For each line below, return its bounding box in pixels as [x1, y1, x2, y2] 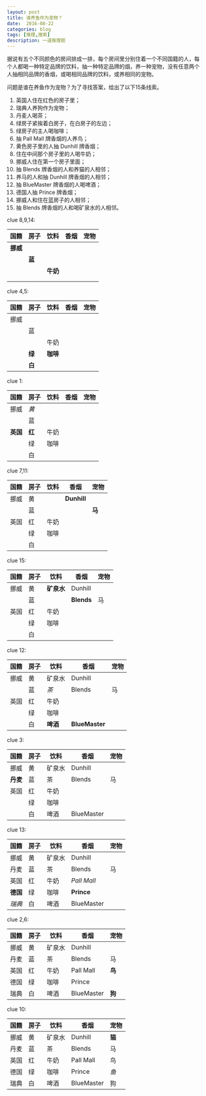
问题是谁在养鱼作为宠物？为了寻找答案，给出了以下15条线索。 [7, 83, 163, 91]
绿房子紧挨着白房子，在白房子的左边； [15, 120, 112, 126]
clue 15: [7, 557, 26, 564]
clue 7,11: [7, 467, 29, 474]
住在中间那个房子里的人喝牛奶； [15, 150, 97, 157]
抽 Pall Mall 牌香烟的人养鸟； [15, 135, 89, 142]
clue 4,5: [7, 288, 29, 295]
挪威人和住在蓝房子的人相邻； [15, 196, 91, 203]
